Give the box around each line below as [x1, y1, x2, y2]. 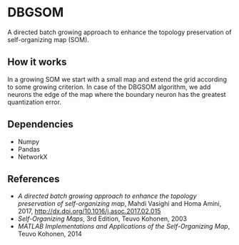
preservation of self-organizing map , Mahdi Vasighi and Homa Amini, [17, 199, 222, 208]
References [7, 172, 60, 185]
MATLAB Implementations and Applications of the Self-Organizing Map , [17, 222, 230, 231]
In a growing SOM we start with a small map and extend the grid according [7, 75, 227, 83]
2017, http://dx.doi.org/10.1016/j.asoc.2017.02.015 [17, 207, 161, 216]
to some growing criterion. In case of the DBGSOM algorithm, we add [7, 83, 211, 91]
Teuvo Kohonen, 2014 [17, 229, 82, 239]
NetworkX [17, 152, 48, 161]
